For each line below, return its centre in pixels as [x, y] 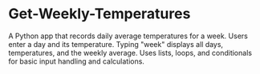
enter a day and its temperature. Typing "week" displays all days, [116, 44]
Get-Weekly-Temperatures [100, 14]
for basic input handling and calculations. [76, 61]
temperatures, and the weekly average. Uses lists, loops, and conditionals [130, 53]
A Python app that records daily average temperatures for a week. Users [128, 36]
